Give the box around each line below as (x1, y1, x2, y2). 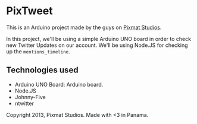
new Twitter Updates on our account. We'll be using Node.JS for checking (6, 42, 189, 49)
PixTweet (6, 4, 54, 18)
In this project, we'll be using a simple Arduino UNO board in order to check (6, 35, 192, 42)
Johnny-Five (14, 93, 46, 100)
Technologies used (6, 65, 79, 75)
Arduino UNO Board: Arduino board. (14, 81, 104, 88)
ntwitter (14, 100, 35, 107)
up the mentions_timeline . (6, 47, 70, 55)
